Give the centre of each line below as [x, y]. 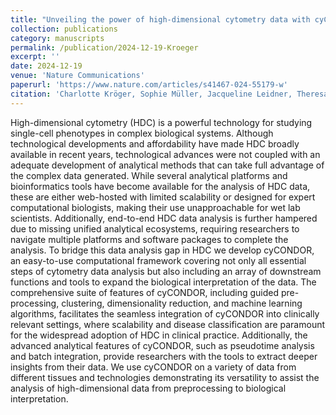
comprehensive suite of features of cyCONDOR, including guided [145, 292]
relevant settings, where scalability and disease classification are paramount [168, 324]
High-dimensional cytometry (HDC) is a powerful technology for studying [161, 122]
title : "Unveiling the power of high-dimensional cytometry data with [160, 19]
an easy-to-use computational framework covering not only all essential [158, 260]
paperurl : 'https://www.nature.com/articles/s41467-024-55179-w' [149, 85]
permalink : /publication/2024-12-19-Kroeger [104, 47]
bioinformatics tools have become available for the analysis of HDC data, [160, 186]
